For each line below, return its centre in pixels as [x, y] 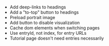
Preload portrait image [32, 17]
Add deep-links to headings [38, 7]
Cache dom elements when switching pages [54, 28]
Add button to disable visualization [45, 23]
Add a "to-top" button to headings [44, 12]
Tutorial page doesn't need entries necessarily [57, 38]
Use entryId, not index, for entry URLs [48, 33]
